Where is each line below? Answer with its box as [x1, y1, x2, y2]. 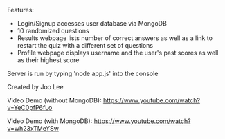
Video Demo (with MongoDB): [7, 117, 93, 125]
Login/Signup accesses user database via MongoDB [17, 19, 168, 27]
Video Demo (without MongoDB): [7, 96, 102, 104]
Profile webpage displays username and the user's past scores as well [17, 48, 219, 57]
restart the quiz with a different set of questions [17, 41, 154, 49]
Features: [7, 6, 35, 14]
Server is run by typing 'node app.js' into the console [7, 69, 159, 77]
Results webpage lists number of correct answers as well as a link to [17, 34, 213, 42]
